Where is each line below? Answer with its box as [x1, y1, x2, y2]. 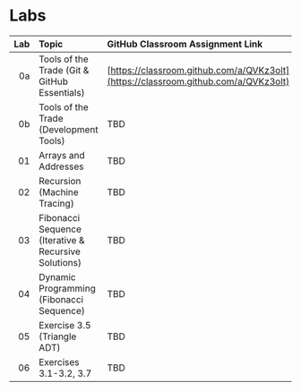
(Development [39, 123, 99, 135]
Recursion [39, 174, 82, 187]
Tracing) [39, 197, 74, 209]
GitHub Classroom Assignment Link [107, 38, 263, 50]
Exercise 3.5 [39, 319, 91, 331]
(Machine [39, 185, 79, 198]
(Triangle [39, 330, 77, 343]
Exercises [39, 355, 80, 368]
